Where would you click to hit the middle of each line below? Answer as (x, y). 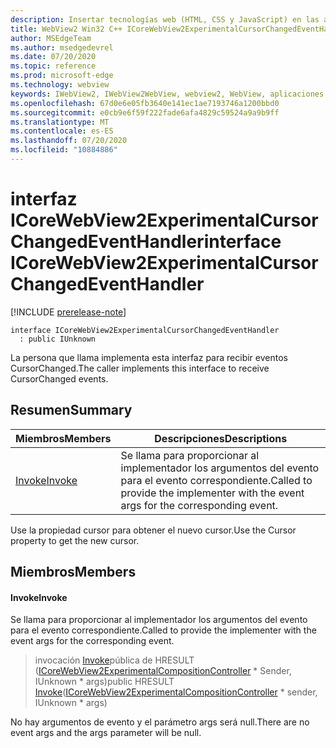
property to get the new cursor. (75, 540)
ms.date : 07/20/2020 (53, 57)
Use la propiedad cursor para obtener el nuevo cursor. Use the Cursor (153, 530)
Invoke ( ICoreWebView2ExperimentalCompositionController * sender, (176, 692)
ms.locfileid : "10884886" (64, 150)
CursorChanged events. (59, 378)
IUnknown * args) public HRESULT (104, 682)
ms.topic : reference (53, 66)
